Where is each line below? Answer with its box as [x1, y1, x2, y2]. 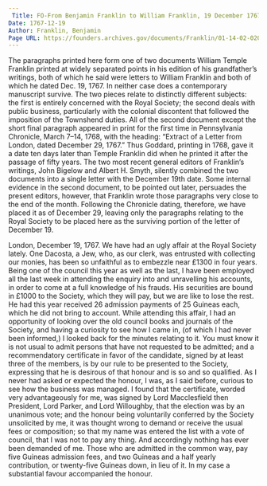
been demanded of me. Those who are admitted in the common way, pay [8, 444, 249, 453]
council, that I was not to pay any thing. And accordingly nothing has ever [8, 435, 250, 445]
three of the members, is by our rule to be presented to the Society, [8, 359, 229, 369]
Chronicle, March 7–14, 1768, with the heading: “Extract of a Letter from [8, 132, 242, 142]
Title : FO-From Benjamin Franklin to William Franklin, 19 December [11, 11, 244, 20]
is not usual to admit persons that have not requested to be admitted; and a [8, 342, 254, 351]
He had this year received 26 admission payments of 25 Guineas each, [8, 300, 241, 309]
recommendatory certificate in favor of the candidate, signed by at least [8, 351, 244, 360]
